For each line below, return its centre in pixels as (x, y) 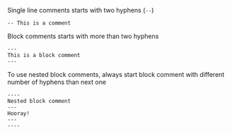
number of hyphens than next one (57, 82)
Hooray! (19, 114)
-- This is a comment (39, 23)
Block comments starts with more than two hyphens (83, 36)
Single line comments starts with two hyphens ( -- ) (81, 10)
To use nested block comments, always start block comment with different (116, 74)
